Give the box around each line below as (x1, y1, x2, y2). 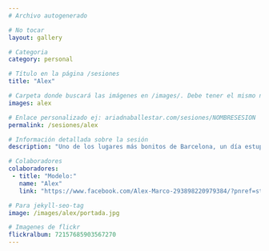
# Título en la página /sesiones (8, 70, 120, 78)
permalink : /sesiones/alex (8, 121, 98, 129)
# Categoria (8, 48, 48, 56)
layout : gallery (8, 34, 62, 42)
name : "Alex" (18, 179, 62, 188)
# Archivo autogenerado (8, 11, 88, 20)
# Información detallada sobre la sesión (8, 135, 149, 144)
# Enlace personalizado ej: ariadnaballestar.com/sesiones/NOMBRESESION (8, 114, 256, 122)
